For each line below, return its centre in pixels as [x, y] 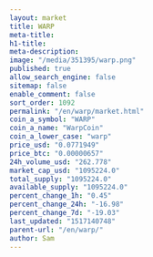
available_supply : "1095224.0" [69, 188]
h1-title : [28, 43]
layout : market [38, 18]
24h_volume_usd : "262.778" [61, 162]
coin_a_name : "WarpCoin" [56, 128]
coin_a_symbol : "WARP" [52, 119]
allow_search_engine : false [63, 77]
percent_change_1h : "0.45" [61, 196]
